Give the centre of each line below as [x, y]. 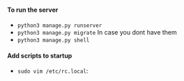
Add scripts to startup [40, 55]
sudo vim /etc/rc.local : [53, 71]
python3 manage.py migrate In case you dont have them [97, 33]
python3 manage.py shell [53, 40]
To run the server [33, 10]
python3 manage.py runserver [60, 26]
